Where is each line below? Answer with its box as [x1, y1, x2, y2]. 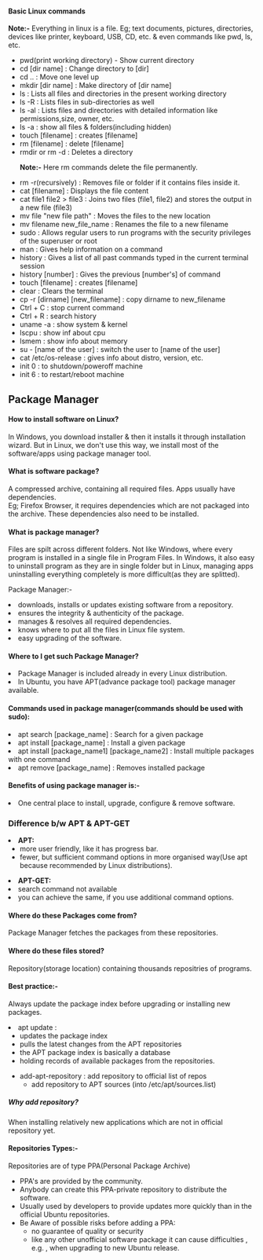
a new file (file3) [19, 203, 73, 212]
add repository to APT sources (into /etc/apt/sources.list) [31, 1079, 217, 1089]
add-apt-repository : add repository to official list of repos [19, 1071, 207, 1080]
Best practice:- [8, 982, 59, 991]
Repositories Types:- [8, 1144, 79, 1153]
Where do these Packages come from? [8, 910, 137, 920]
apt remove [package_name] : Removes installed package [18, 763, 206, 772]
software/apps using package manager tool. [8, 449, 152, 458]
